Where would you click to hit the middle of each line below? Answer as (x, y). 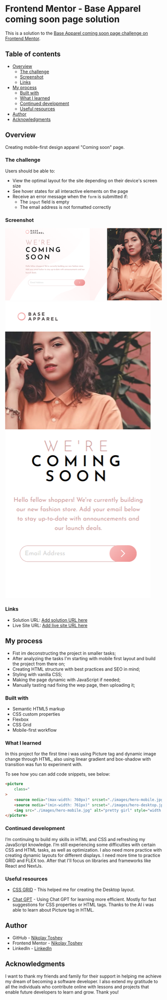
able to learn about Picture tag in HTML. (53, 910)
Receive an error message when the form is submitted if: (70, 196)
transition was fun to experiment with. (44, 765)
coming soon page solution (63, 19)
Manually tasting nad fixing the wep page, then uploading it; (74, 685)
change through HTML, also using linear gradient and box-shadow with (78, 759)
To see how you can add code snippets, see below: (58, 774)
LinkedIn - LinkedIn (32, 948)
